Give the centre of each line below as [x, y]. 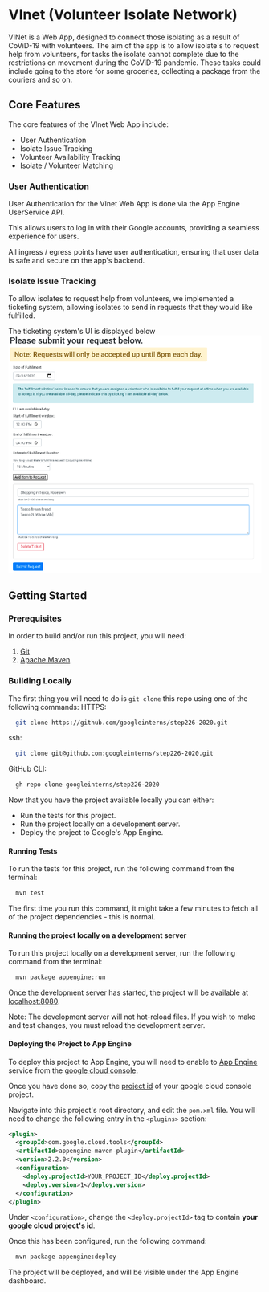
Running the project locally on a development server [98, 935]
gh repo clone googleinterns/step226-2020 [88, 785]
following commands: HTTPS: [57, 707]
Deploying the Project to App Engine [70, 1043]
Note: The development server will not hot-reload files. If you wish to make [132, 1017]
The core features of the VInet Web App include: [88, 124]
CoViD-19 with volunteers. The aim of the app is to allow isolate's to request [134, 45]
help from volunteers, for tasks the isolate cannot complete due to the [124, 54]
